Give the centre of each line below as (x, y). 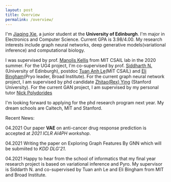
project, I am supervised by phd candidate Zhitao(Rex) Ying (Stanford (78, 82)
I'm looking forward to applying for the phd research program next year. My (85, 103)
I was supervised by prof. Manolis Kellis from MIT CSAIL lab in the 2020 (81, 60)
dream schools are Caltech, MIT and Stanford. (54, 108)
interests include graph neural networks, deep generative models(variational (86, 45)
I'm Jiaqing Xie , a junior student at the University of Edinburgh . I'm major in (85, 34)
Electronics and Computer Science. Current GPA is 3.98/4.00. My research (84, 39)
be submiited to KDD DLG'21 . (36, 149)
